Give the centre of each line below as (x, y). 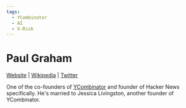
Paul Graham (39, 59)
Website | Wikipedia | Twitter (42, 75)
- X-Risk (23, 29)
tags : (13, 12)
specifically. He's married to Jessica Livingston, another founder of (90, 94)
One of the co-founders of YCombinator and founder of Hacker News (93, 87)
